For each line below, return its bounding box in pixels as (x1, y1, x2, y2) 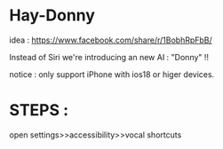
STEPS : (9, 100, 69, 121)
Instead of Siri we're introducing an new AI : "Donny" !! (9, 51, 210, 62)
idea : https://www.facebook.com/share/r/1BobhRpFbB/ (9, 35, 213, 45)
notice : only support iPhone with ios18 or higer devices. (9, 68, 215, 80)
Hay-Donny (9, 5, 96, 26)
